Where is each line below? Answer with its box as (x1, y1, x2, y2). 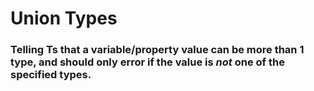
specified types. (10, 68, 92, 82)
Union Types (10, 7, 118, 30)
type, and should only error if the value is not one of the (10, 55, 285, 69)
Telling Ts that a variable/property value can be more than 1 (10, 43, 305, 57)
